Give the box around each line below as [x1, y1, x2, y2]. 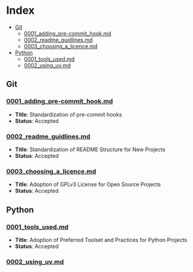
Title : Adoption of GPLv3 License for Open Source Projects [14, 181, 161, 188]
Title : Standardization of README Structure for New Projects [14, 145, 166, 153]
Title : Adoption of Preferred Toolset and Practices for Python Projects [14, 236, 188, 243]
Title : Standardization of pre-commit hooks [14, 110, 122, 118]
